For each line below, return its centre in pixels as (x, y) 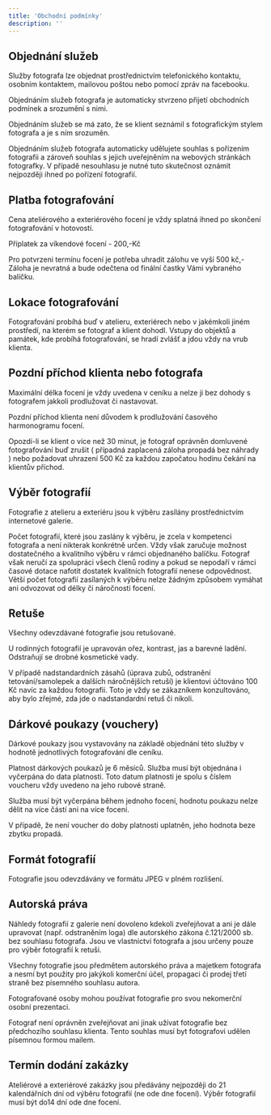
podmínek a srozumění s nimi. (58, 109)
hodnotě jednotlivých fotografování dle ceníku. (86, 752)
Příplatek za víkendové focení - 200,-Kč (75, 244)
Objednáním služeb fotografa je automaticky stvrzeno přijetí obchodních (129, 100)
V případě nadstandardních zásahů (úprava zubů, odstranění (110, 673)
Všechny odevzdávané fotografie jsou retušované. (92, 633)
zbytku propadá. (36, 834)
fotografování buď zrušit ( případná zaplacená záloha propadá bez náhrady (134, 450)
